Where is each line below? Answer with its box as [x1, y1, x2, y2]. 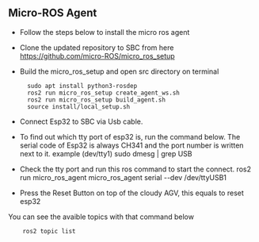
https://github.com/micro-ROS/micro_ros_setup [19, 51, 176, 60]
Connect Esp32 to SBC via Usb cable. [19, 117, 143, 126]
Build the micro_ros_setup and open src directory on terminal [19, 67, 219, 76]
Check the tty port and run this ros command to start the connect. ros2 [19, 164, 252, 174]
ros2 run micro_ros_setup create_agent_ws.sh [27, 89, 180, 97]
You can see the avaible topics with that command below [8, 212, 194, 221]
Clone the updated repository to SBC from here [19, 43, 174, 52]
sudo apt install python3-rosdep [27, 82, 138, 90]
